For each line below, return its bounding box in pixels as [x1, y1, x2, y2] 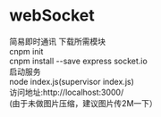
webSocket [9, 5, 96, 26]
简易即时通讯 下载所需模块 [9, 36, 106, 46]
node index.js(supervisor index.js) [9, 76, 134, 87]
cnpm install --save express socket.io [9, 55, 148, 66]
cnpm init [9, 46, 44, 56]
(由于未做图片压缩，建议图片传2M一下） [9, 97, 158, 108]
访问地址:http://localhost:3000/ [9, 87, 124, 97]
